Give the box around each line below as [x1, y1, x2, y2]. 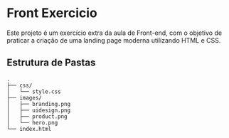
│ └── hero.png [6, 119, 58, 126]
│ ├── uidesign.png [6, 107, 71, 114]
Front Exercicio [6, 5, 97, 21]
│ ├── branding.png [6, 100, 71, 107]
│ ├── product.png [6, 112, 68, 120]
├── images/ [6, 94, 42, 101]
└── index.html [6, 125, 52, 132]
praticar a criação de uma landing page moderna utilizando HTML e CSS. [6, 36, 221, 44]
